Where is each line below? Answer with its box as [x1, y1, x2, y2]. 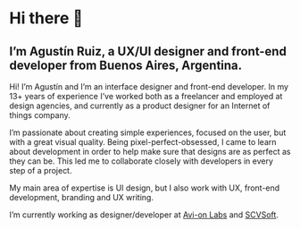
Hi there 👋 [9, 8, 83, 29]
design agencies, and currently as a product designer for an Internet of [9, 100, 271, 111]
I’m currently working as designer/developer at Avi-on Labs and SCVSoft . [9, 209, 279, 220]
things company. [9, 110, 71, 120]
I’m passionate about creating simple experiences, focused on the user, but [9, 127, 287, 138]
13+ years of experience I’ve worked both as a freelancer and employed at [9, 91, 283, 101]
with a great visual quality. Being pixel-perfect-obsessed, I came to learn [9, 137, 277, 147]
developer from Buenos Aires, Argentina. [9, 57, 243, 72]
